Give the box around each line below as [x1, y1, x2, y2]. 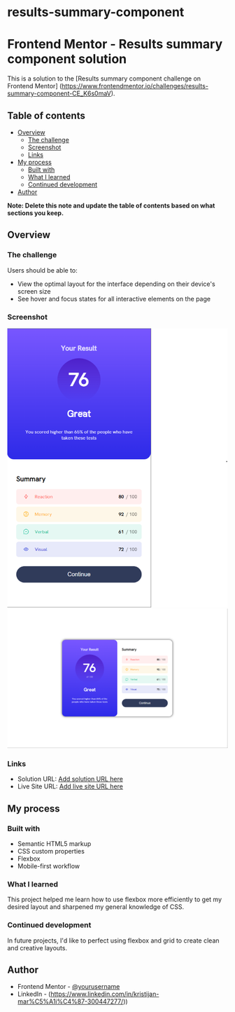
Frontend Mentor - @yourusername [17, 983, 120, 991]
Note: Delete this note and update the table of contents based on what [7, 201, 215, 210]
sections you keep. [7, 208, 64, 217]
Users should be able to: [7, 266, 78, 274]
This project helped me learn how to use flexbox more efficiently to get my [7, 895, 222, 904]
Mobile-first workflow [17, 861, 80, 870]
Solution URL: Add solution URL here [17, 775, 124, 784]
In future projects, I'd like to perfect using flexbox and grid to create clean [7, 936, 220, 945]
